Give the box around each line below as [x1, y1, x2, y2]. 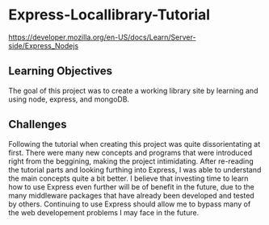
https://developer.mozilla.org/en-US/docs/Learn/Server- [8, 32, 196, 42]
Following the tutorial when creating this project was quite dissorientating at [8, 139, 261, 148]
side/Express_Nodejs [8, 40, 79, 50]
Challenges [8, 118, 67, 131]
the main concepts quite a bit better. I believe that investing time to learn [8, 173, 249, 183]
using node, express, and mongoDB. [8, 94, 130, 104]
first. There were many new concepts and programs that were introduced [8, 148, 253, 157]
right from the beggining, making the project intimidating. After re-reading [8, 156, 254, 166]
